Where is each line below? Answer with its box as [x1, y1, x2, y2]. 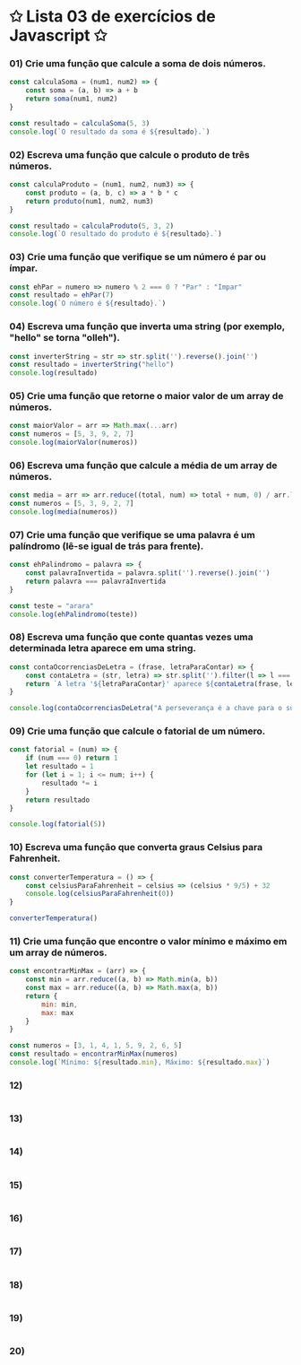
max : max [41, 1008, 74, 1017]
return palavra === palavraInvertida [25, 577, 167, 587]
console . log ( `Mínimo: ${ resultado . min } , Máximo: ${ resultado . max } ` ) [9, 1058, 271, 1067]
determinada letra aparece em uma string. [9, 642, 197, 655]
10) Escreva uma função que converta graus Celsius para [9, 841, 262, 854]
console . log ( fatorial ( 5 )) [9, 820, 106, 829]
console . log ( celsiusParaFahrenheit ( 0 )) [25, 890, 175, 899]
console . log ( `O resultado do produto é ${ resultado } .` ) [9, 230, 222, 239]
